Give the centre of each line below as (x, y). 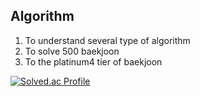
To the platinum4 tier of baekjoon (93, 61)
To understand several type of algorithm (107, 40)
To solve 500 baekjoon (72, 51)
